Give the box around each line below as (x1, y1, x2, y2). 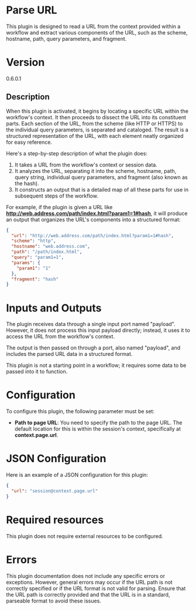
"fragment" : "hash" (11, 276, 59, 282)
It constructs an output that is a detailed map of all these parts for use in (14, 186, 189, 193)
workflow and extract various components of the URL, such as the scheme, (6, 29, 188, 36)
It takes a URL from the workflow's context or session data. (14, 161, 158, 168)
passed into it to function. (6, 368, 68, 375)
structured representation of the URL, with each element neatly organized (6, 132, 184, 139)
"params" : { (11, 259, 41, 266)
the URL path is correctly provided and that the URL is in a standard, (6, 591, 170, 598)
